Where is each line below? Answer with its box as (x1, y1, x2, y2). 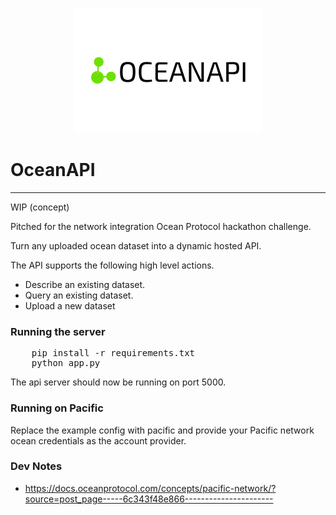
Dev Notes (10, 459, 63, 473)
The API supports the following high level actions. (10, 259, 215, 271)
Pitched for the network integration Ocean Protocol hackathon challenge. (10, 220, 312, 232)
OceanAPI (10, 159, 96, 182)
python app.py (31, 358, 101, 369)
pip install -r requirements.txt (31, 348, 196, 359)
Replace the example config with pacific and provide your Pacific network (10, 424, 315, 436)
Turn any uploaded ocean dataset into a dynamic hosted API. (10, 239, 262, 252)
